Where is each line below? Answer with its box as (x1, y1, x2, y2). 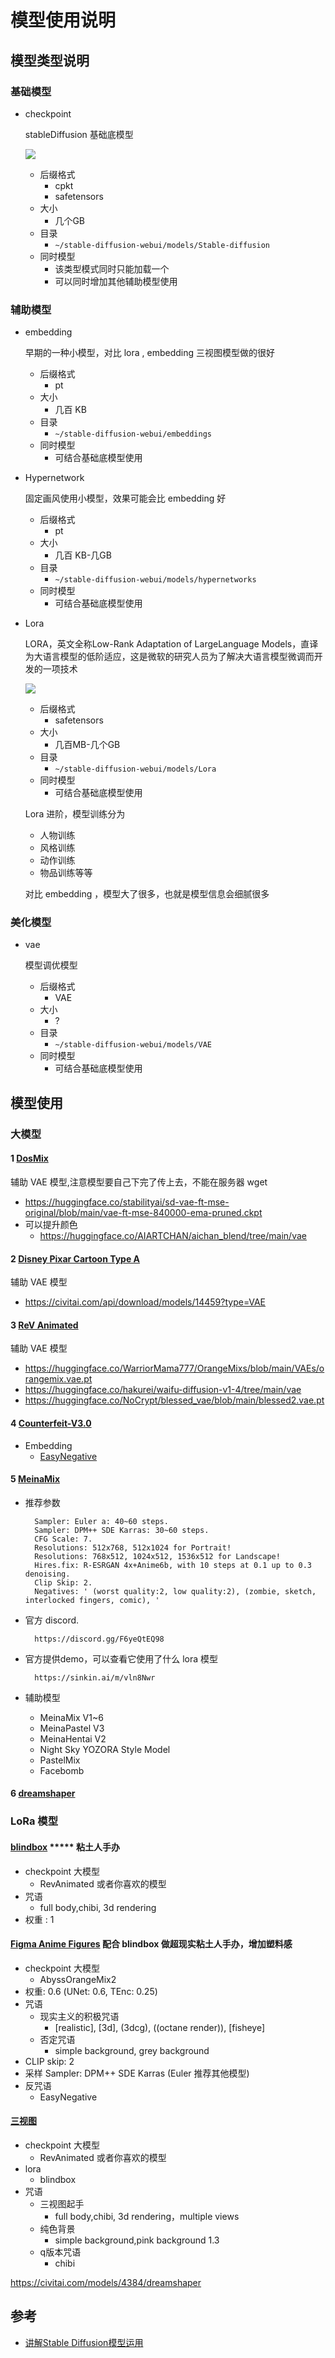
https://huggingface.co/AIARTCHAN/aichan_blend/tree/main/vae (39, 1229, 307, 1241)
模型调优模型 (24, 959, 78, 971)
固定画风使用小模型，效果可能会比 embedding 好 (24, 492, 227, 505)
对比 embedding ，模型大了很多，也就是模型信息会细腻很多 (24, 888, 270, 900)
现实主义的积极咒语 (39, 2010, 120, 2022)
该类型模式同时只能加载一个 (54, 262, 170, 275)
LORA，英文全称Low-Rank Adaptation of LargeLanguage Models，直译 (24, 638, 319, 650)
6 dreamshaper (10, 1787, 76, 1800)
